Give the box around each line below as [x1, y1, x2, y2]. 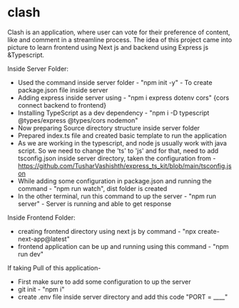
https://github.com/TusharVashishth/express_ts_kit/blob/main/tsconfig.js [17, 161, 232, 170]
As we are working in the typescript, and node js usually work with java [17, 138, 227, 147]
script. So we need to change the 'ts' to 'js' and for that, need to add [17, 146, 219, 155]
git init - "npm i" [17, 284, 65, 293]
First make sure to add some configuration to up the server [17, 277, 191, 286]
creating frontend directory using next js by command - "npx [17, 227, 197, 235]
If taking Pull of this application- [7, 263, 101, 272]
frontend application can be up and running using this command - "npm [17, 242, 230, 250]
